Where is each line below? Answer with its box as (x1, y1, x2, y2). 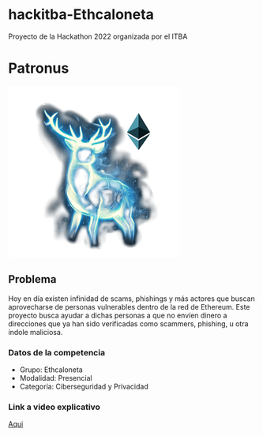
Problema (8, 272, 57, 286)
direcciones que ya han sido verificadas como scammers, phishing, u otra (8, 318, 249, 329)
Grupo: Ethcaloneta (19, 365, 83, 374)
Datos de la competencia (8, 347, 105, 358)
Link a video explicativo (8, 401, 101, 412)
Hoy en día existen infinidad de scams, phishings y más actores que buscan (8, 294, 255, 303)
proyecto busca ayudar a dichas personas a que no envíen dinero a (8, 310, 227, 320)
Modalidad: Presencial (19, 373, 92, 382)
